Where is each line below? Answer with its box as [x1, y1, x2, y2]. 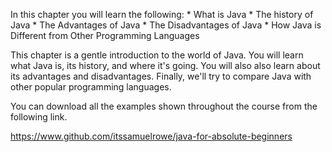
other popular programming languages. [10, 81, 172, 93]
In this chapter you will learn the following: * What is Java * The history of [10, 9, 314, 20]
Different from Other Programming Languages [10, 30, 200, 41]
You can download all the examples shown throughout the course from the [10, 100, 318, 112]
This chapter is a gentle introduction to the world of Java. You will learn [10, 49, 304, 61]
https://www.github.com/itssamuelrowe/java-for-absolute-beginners [10, 130, 293, 142]
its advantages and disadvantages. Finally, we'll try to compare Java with [10, 70, 312, 82]
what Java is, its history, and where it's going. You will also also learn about [10, 60, 321, 71]
